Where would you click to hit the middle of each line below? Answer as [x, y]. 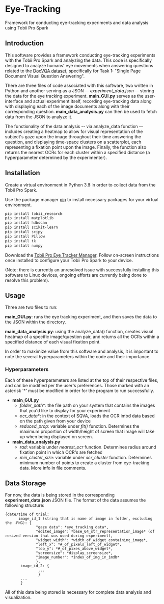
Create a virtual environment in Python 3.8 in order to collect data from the [81, 184]
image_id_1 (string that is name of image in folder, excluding [85, 519]
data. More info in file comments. [53, 468]
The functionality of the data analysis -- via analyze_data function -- [74, 126]
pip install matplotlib [29, 218]
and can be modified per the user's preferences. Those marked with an [77, 385]
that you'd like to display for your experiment [65, 410]
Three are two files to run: [31, 307]
